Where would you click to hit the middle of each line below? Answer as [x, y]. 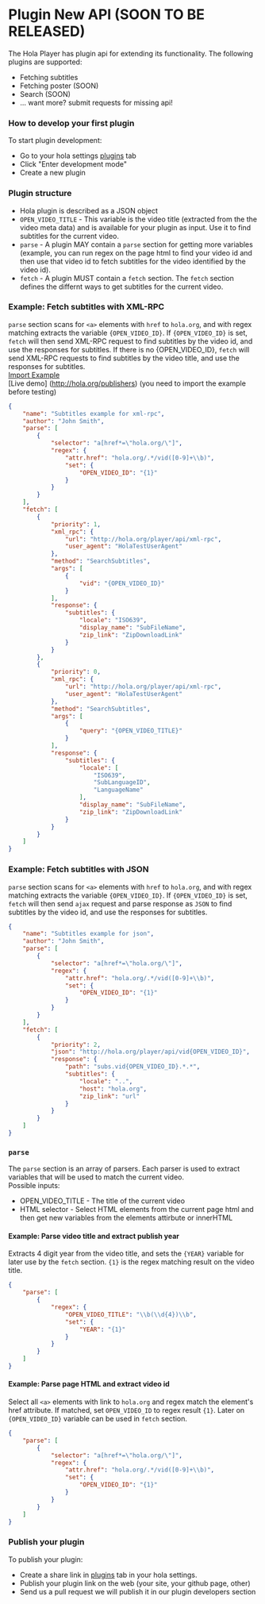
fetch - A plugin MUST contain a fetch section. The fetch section [127, 278]
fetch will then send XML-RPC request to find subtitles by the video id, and [131, 341]
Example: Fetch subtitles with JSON [79, 869]
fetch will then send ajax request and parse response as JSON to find [120, 903]
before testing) [33, 391]
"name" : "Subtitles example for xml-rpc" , [94, 414]
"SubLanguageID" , [122, 783]
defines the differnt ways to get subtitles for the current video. [121, 287]
